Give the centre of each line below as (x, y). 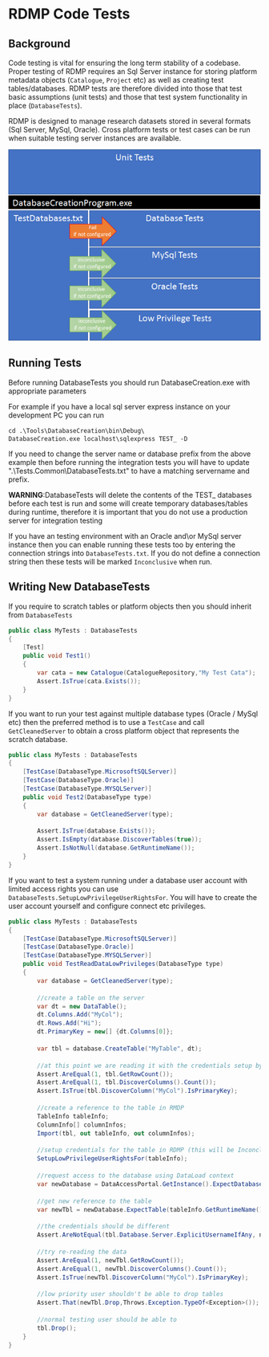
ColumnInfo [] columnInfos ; (82, 1125)
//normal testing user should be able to (107, 1319)
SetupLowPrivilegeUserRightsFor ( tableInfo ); (112, 1159)
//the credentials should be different (104, 1227)
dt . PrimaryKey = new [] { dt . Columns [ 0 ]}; (105, 1032)
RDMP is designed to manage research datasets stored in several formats (130, 121)
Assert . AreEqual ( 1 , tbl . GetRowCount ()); (105, 1074)
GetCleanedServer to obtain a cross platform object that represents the (124, 731)
